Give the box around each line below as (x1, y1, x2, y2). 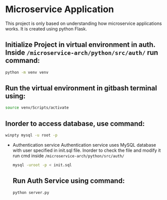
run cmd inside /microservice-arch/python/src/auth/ (12, 153, 125, 158)
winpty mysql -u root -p (5, 133, 58, 138)
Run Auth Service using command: (12, 177, 125, 185)
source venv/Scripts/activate (5, 105, 69, 110)
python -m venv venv (5, 70, 49, 75)
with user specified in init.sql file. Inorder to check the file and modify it (12, 147, 161, 153)
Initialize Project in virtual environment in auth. (5, 41, 156, 49)
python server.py (12, 190, 50, 195)
